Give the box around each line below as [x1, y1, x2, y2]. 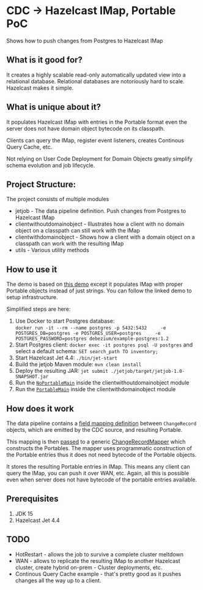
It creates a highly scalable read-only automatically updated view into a [6, 71, 186, 79]
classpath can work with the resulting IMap [15, 240, 124, 247]
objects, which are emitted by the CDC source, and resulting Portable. [6, 426, 183, 433]
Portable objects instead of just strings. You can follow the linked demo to [6, 287, 192, 294]
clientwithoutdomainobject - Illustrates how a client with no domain [15, 220, 185, 228]
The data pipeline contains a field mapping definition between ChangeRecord [6, 420, 197, 427]
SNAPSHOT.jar [15, 374, 49, 380]
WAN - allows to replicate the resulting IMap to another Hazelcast [15, 557, 180, 564]
